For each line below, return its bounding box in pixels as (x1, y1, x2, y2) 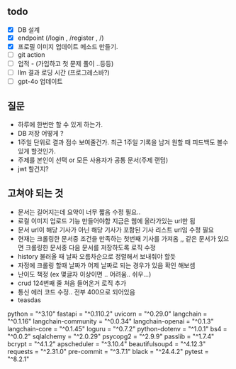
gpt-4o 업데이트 (17, 77, 63, 86)
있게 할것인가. (17, 147, 57, 156)
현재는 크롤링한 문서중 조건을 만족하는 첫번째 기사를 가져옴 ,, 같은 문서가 (17, 234, 216, 242)
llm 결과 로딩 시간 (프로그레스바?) (17, 68, 110, 77)
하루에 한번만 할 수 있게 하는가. (17, 120, 103, 129)
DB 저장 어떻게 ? (17, 129, 64, 138)
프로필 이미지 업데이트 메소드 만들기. (17, 42, 118, 50)
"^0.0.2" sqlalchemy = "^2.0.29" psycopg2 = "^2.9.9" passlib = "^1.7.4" (7, 332, 215, 341)
